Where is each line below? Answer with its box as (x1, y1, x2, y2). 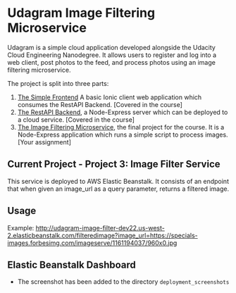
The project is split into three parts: (7, 79, 109, 87)
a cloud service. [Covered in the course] (17, 115, 135, 124)
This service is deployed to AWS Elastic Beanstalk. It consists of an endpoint (7, 177, 229, 185)
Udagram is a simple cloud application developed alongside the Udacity (7, 43, 216, 51)
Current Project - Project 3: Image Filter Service (7, 158, 221, 170)
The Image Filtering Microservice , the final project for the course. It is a (17, 123, 225, 131)
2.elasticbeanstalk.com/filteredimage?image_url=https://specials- (7, 231, 199, 239)
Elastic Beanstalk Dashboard (7, 258, 136, 270)
